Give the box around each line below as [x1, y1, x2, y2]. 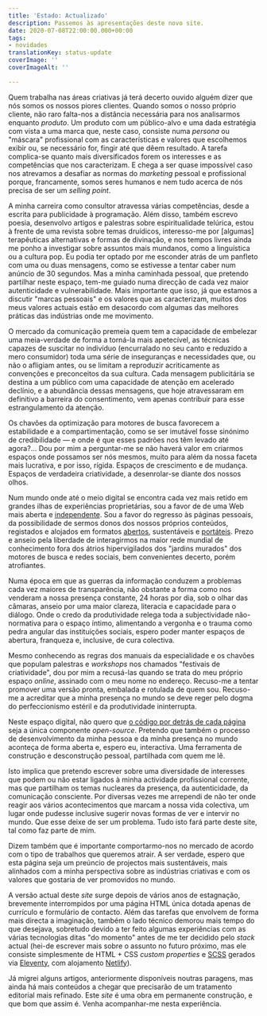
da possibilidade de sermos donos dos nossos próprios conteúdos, [8, 518, 229, 528]
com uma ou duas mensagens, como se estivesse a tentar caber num [8, 260, 236, 269]
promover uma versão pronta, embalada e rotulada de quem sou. [8, 685, 221, 694]
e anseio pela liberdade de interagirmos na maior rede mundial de [8, 535, 224, 544]
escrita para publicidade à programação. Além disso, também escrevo [8, 209, 238, 219]
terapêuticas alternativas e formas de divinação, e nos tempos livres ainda [8, 234, 252, 244]
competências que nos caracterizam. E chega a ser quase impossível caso [8, 160, 253, 170]
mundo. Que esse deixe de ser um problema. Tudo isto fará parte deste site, [8, 817, 257, 826]
